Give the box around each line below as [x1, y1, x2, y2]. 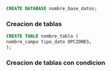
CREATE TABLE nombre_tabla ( [6, 33, 79, 39]
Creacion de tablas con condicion [6, 58, 106, 67]
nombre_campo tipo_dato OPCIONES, [6, 39, 92, 45]
